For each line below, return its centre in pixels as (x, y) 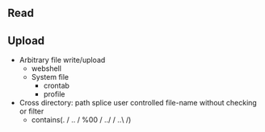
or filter (32, 111)
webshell (46, 68)
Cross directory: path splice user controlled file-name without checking (138, 103)
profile (54, 94)
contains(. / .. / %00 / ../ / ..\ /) (81, 120)
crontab (57, 86)
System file (50, 77)
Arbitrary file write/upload (62, 60)
